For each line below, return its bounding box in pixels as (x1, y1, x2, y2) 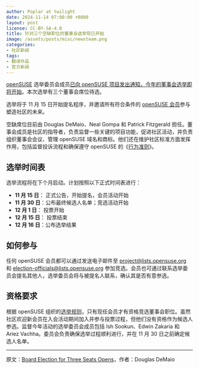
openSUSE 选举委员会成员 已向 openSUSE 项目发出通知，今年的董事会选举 (6, 81, 188, 88)
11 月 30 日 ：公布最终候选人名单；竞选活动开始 (14, 199, 129, 206)
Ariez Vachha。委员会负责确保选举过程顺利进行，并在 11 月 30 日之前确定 (6, 330, 185, 337)
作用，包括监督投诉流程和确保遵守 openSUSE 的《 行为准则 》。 (6, 143, 158, 150)
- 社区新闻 (6, 47, 30, 53)
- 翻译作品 (6, 58, 30, 64)
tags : (6, 53, 20, 59)
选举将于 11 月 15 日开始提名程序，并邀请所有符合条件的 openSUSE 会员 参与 (6, 101, 191, 108)
